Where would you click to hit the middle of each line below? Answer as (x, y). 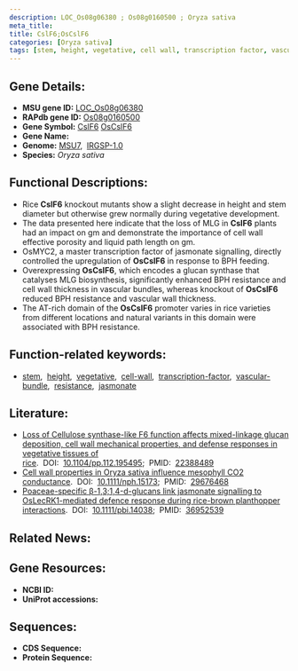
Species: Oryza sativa (63, 154)
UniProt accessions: (60, 599)
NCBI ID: (38, 589)
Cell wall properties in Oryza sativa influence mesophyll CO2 (133, 472)
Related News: (50, 538)
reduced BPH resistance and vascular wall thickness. (119, 298)
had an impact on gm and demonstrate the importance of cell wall (142, 233)
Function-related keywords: (88, 355)
